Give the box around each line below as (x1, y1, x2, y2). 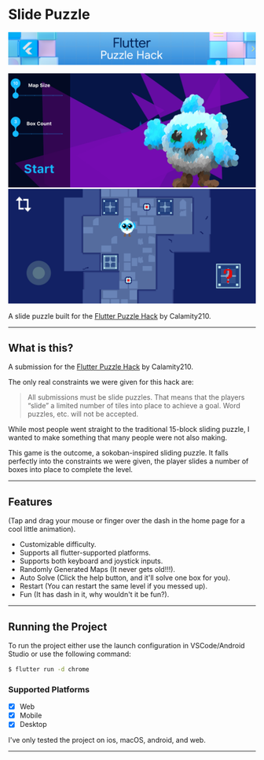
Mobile (19, 710, 42, 721)
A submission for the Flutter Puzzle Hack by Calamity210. (8, 362, 194, 371)
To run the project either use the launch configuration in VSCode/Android (8, 640, 245, 650)
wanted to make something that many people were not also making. (8, 433, 228, 442)
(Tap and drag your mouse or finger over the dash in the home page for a (8, 516, 245, 526)
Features (8, 495, 53, 508)
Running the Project (8, 620, 108, 633)
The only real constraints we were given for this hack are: (8, 378, 194, 387)
